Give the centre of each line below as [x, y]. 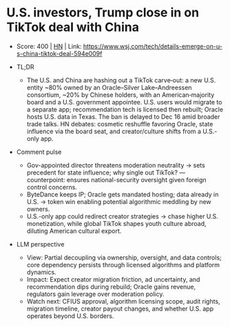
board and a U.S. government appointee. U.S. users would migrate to [124, 102]
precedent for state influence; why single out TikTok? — [106, 172]
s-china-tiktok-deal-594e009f [59, 54]
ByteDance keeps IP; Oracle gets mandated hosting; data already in [123, 194]
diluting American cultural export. [74, 231]
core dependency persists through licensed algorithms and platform [123, 264]
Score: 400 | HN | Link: [49, 46]
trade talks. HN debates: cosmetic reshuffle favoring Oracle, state [120, 124]
